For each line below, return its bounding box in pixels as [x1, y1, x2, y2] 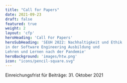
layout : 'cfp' [5, 30, 35, 35]
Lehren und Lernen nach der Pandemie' [5, 49, 86, 54]
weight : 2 [5, 26, 26, 31]
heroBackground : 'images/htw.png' [5, 53, 78, 59]
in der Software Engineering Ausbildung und [5, 44, 100, 49]
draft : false [5, 16, 33, 21]
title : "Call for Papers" [5, 7, 59, 12]
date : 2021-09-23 [5, 12, 42, 17]
